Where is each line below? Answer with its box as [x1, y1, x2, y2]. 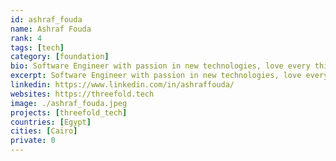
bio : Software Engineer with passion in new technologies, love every [10, 61, 311, 71]
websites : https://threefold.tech [10, 89, 155, 99]
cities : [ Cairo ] [10, 126, 78, 136]
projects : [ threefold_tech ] [10, 107, 128, 118]
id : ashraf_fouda [10, 14, 83, 25]
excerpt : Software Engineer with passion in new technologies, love [10, 71, 302, 81]
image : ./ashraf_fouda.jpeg [10, 98, 128, 108]
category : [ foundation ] [10, 52, 110, 62]
